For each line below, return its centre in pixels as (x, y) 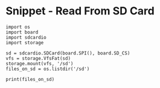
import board (22, 32)
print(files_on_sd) (30, 79)
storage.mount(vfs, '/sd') (40, 63)
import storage (25, 43)
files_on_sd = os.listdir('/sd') (48, 69)
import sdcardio (26, 37)
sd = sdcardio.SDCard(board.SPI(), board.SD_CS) (68, 53)
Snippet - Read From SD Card (80, 11)
